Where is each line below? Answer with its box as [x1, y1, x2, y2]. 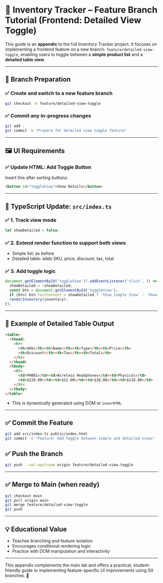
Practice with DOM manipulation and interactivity [12, 548, 110, 554]
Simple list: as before [12, 250, 54, 256]
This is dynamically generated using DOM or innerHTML [12, 400, 122, 406]
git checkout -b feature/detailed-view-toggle [5, 101, 101, 106]
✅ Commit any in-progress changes [5, 112, 91, 119]
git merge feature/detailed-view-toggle [5, 502, 88, 508]
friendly [5, 567, 21, 573]
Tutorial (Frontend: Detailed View [5, 15, 142, 26]
